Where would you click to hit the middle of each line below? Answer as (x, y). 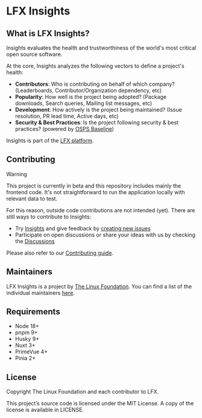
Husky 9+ (27, 339)
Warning (17, 174)
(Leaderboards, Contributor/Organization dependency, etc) (88, 90)
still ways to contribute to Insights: (49, 217)
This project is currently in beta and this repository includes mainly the (94, 186)
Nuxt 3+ (25, 346)
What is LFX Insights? (48, 33)
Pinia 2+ (25, 358)
